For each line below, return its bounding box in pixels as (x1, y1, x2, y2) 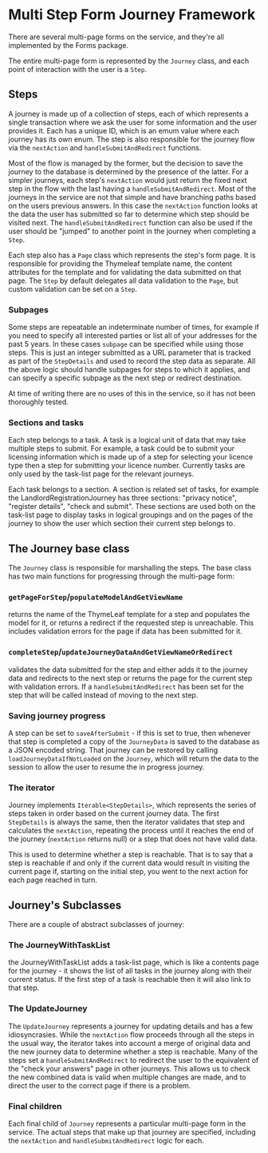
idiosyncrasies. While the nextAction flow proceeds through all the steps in (8, 1029, 254, 1040)
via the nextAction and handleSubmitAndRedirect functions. (8, 142, 202, 153)
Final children (8, 1100, 62, 1111)
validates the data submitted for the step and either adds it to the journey (8, 665, 249, 674)
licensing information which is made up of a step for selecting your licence (8, 452, 254, 462)
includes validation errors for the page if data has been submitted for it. (8, 626, 243, 636)
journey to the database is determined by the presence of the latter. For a (8, 166, 249, 177)
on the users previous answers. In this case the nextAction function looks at (8, 201, 258, 210)
